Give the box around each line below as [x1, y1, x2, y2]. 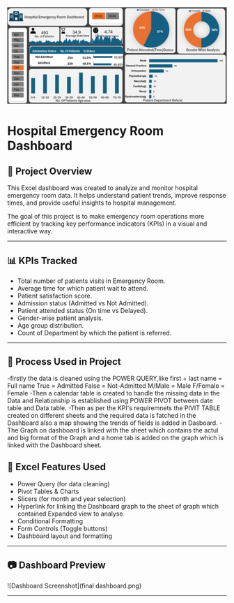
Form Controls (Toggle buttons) [17, 524, 108, 532]
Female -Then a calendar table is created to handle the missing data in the [7, 389, 220, 397]
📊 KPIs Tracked [7, 254, 78, 266]
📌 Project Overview [7, 165, 93, 177]
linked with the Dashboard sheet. [7, 441, 102, 449]
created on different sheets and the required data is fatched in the [7, 412, 196, 419]
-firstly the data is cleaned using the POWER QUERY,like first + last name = [7, 375, 223, 382]
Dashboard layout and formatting [17, 532, 113, 540]
